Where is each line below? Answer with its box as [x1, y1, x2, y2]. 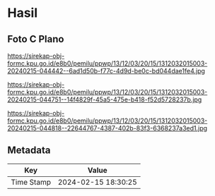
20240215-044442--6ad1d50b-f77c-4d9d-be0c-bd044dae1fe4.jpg [7, 67, 205, 75]
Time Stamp [11, 177, 52, 187]
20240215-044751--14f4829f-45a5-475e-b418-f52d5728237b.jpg [7, 95, 202, 104]
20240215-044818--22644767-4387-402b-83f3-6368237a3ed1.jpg [7, 124, 207, 132]
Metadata [7, 145, 51, 157]
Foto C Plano [7, 33, 64, 45]
